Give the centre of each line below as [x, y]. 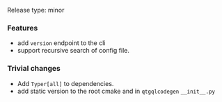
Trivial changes [34, 69]
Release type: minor [36, 10]
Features [23, 28]
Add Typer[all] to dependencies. [65, 83]
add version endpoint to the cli [61, 43]
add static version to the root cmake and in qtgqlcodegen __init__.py [116, 91]
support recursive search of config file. [73, 51]
